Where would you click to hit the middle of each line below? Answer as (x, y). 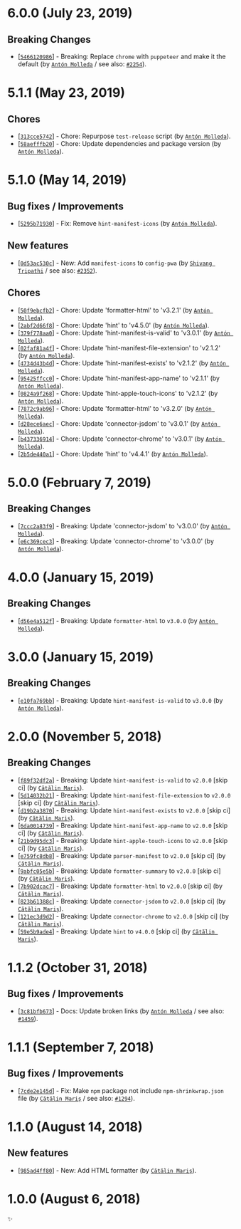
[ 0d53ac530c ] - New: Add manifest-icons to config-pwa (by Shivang (115, 263)
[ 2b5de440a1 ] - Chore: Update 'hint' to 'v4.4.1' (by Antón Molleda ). (113, 454)
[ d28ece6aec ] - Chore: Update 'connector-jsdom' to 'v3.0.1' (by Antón (118, 423)
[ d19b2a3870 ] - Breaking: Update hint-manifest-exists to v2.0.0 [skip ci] (124, 810)
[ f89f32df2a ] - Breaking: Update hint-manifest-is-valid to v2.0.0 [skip (123, 780)
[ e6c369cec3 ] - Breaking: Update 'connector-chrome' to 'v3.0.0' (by (116, 541)
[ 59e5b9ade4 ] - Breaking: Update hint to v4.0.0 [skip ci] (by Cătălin (116, 931)
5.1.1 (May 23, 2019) (66, 93)
